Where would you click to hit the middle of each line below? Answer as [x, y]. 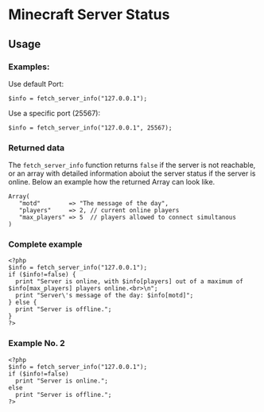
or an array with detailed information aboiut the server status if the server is [132, 173]
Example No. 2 [37, 344]
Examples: [29, 67]
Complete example [45, 244]
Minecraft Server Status [89, 15]
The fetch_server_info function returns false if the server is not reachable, [132, 165]
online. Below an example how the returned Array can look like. [112, 182]
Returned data [37, 147]
